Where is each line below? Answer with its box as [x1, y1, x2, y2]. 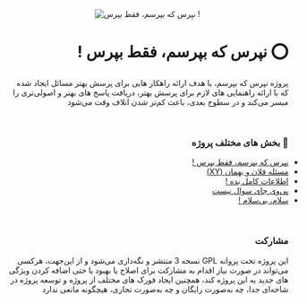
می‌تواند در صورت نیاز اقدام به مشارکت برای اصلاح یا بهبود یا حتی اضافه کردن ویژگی [8, 265, 289, 275]
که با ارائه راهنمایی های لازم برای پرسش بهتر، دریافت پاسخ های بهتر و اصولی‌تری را [13, 87, 289, 98]
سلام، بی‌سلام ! [238, 195, 289, 205]
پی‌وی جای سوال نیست [211, 186, 289, 196]
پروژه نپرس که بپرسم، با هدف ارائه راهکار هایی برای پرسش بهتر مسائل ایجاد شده [16, 77, 289, 88]
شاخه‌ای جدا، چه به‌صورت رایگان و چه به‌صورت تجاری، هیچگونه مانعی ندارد [41, 283, 289, 294]
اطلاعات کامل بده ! [225, 176, 289, 187]
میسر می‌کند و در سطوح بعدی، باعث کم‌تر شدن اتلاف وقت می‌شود [67, 96, 289, 107]
